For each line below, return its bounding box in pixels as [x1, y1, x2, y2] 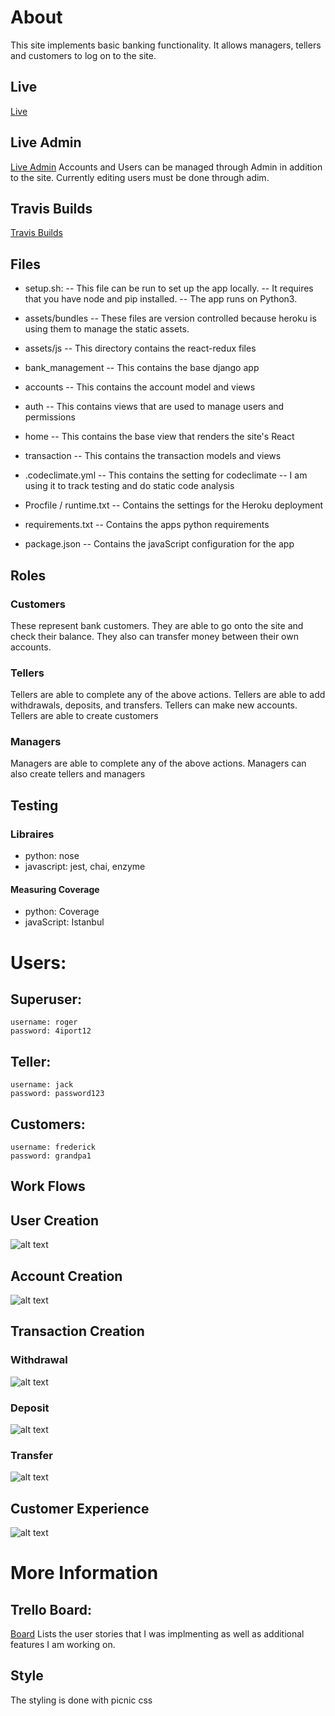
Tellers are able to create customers [10, 710, 159, 722]
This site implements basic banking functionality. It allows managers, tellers [10, 39, 322, 51]
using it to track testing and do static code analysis [24, 480, 235, 492]
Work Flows [10, 1178, 86, 1195]
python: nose [24, 850, 80, 862]
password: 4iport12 [10, 1026, 92, 1036]
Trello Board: [10, 1601, 93, 1618]
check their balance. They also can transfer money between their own [10, 630, 299, 642]
